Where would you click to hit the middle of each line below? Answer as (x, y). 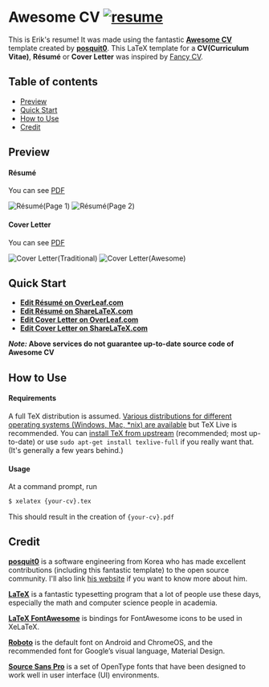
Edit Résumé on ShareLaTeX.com (76, 311)
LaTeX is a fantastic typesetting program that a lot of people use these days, (135, 594)
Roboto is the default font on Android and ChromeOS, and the (110, 642)
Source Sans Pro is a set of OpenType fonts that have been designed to (127, 666)
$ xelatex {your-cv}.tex (50, 502)
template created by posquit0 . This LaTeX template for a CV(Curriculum (129, 47)
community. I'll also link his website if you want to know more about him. (128, 578)
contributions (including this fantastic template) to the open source (119, 570)
